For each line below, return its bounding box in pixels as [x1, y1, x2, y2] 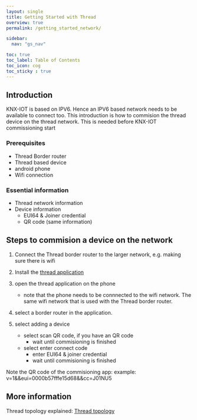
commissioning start [6, 124, 56, 131]
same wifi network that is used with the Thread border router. [23, 297, 173, 305]
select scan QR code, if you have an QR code [23, 332, 134, 339]
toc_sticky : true [6, 68, 51, 74]
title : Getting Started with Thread [6, 14, 96, 20]
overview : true [6, 19, 44, 25]
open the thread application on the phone [14, 280, 116, 287]
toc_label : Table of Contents [6, 57, 81, 63]
